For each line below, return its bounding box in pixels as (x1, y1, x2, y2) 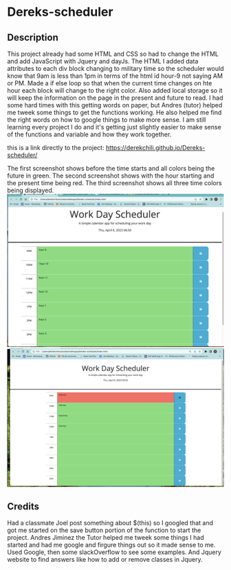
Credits (7, 500, 40, 512)
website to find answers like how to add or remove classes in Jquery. (7, 556, 203, 564)
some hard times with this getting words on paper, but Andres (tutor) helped (7, 101, 223, 109)
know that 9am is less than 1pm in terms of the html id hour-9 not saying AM (7, 72, 223, 80)
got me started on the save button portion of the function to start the (7, 526, 201, 534)
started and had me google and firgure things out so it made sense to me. (7, 541, 216, 549)
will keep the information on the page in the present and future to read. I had (7, 94, 223, 102)
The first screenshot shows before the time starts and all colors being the (7, 165, 215, 172)
